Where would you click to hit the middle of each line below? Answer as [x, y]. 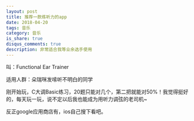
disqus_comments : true [33, 44]
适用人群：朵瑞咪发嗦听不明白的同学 [50, 79]
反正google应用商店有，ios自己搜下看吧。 [56, 111]
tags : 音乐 [18, 28]
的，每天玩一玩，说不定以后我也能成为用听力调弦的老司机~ [77, 99]
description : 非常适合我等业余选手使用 [49, 50]
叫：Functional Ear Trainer [38, 67]
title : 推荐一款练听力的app [36, 17]
